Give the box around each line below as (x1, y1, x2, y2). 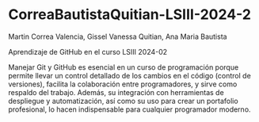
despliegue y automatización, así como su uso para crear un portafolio (8, 96, 239, 105)
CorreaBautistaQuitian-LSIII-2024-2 (8, 6, 252, 24)
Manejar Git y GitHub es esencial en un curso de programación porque (8, 62, 239, 72)
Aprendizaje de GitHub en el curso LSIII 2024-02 (8, 47, 168, 56)
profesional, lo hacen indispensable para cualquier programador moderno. (8, 105, 251, 114)
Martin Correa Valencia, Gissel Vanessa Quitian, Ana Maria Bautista (8, 32, 227, 41)
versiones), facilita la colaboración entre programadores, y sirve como (8, 79, 238, 89)
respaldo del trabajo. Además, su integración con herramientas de (8, 87, 224, 97)
